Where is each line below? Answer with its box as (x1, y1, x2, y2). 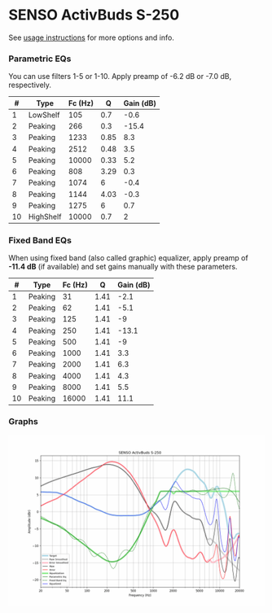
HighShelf (28, 212, 62, 221)
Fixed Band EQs (8, 234, 72, 246)
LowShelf (28, 110, 60, 120)
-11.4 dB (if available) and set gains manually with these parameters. (8, 262, 238, 272)
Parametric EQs (8, 53, 72, 64)
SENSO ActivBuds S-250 (8, 6, 180, 24)
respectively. (8, 80, 51, 90)
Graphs (8, 416, 38, 427)
